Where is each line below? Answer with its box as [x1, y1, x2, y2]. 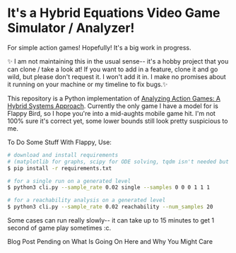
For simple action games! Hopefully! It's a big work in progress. [7, 43, 192, 52]
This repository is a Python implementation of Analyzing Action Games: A [7, 94, 221, 102]
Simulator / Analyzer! [7, 20, 135, 36]
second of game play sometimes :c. [7, 224, 112, 233]
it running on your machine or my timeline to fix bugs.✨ [7, 80, 168, 88]
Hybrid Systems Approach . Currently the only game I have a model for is [7, 101, 219, 110]
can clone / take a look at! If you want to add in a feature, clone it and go [7, 65, 218, 73]
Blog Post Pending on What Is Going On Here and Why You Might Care [7, 237, 213, 246]
